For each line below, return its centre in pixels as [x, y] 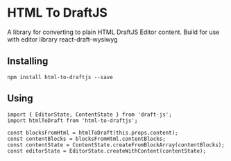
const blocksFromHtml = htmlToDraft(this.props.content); [93, 133]
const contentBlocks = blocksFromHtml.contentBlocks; [87, 139]
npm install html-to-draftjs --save [60, 77]
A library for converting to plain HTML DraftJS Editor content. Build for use [113, 32]
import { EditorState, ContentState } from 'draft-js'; [89, 115]
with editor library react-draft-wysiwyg [62, 39]
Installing [28, 61]
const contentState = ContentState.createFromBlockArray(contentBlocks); [116, 145]
